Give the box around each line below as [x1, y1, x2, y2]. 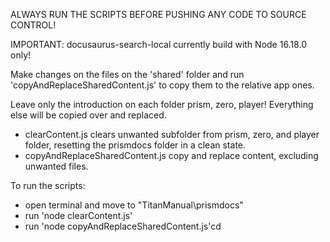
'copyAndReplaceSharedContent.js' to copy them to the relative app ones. [10, 79, 315, 91]
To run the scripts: [10, 180, 86, 191]
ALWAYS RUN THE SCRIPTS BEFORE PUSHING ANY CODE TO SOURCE [10, 9, 307, 20]
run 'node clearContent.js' [24, 210, 133, 221]
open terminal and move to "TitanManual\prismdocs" [24, 199, 244, 211]
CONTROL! [10, 19, 57, 31]
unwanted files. [24, 160, 89, 172]
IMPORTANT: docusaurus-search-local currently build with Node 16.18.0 [10, 39, 307, 50]
